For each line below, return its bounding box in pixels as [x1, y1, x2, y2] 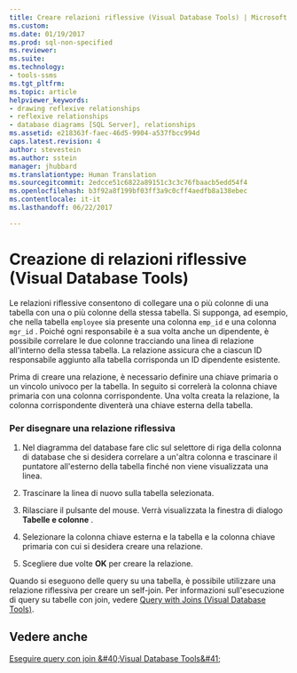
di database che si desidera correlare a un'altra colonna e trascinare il [21, 451, 277, 462]
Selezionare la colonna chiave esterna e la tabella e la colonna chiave [21, 531, 276, 542]
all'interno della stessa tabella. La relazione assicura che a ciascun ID [9, 344, 262, 356]
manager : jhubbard [9, 162, 77, 171]
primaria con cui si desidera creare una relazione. [21, 541, 204, 551]
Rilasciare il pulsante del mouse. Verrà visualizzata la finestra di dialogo [21, 504, 284, 516]
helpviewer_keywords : [9, 95, 90, 105]
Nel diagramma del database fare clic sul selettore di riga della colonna [21, 442, 282, 453]
